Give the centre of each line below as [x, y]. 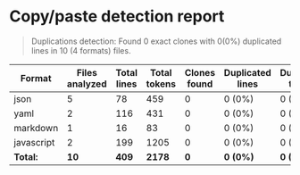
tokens [161, 84]
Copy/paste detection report [117, 17]
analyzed [87, 84]
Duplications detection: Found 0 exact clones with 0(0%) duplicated [156, 41]
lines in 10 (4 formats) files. [81, 50]
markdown [36, 128]
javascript [34, 142]
